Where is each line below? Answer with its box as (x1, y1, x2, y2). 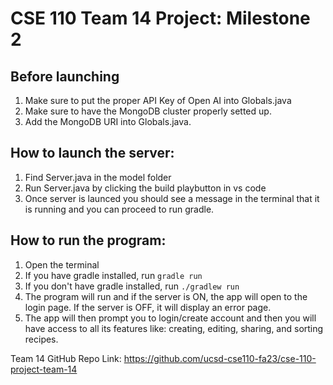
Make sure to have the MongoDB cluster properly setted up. (24, 105, 272, 117)
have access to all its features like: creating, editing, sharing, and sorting (24, 322, 324, 334)
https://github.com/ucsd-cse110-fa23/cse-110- (123, 352, 317, 364)
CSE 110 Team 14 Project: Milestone (10, 7, 311, 30)
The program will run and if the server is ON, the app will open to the (24, 290, 308, 302)
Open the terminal (24, 258, 100, 271)
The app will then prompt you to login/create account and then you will (24, 312, 317, 324)
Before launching (10, 68, 120, 85)
